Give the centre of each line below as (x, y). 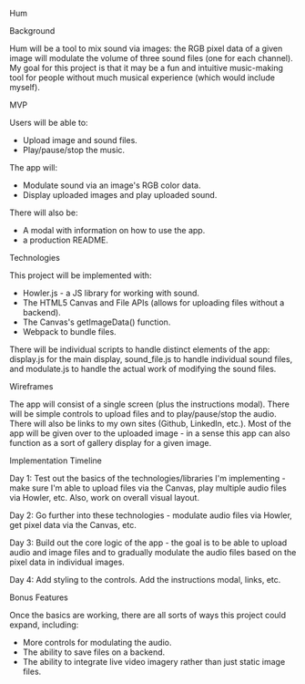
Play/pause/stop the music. (74, 150)
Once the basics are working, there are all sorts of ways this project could (148, 615)
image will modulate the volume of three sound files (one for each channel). (151, 58)
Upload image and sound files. (80, 140)
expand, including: (44, 625)
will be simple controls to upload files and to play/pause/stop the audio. (143, 414)
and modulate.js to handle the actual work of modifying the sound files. (143, 369)
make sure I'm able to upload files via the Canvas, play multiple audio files (148, 488)
